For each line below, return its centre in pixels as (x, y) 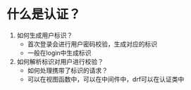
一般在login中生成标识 (59, 53)
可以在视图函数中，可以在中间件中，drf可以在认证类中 (106, 79)
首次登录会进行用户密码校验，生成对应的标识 (92, 44)
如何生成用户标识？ (45, 35)
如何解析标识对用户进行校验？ (60, 61)
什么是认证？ (44, 14)
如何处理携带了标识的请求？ (68, 70)
